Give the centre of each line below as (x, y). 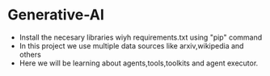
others (30, 54)
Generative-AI (56, 15)
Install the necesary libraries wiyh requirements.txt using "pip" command (141, 37)
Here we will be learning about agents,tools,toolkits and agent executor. (139, 63)
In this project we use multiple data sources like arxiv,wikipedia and (131, 45)
